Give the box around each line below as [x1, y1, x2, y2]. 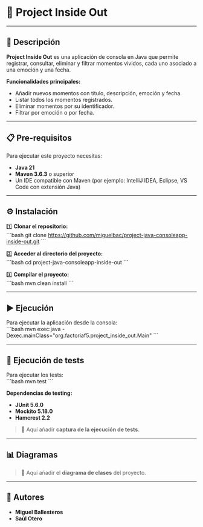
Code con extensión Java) [14, 183, 81, 190]
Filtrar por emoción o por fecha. [14, 109, 95, 116]
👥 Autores [6, 492, 45, 503]
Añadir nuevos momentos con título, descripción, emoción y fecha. [14, 89, 182, 96]
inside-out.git [6, 238, 40, 245]
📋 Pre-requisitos [6, 133, 72, 143]
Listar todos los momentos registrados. [14, 96, 113, 103]
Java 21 [14, 164, 35, 171]
